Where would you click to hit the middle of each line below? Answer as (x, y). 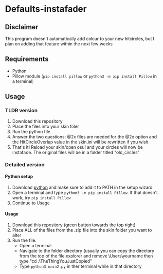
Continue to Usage (31, 203)
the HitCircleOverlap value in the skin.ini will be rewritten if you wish (80, 142)
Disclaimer (22, 27)
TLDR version (21, 111)
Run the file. (24, 240)
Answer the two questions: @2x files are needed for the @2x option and (84, 137)
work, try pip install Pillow (41, 197)
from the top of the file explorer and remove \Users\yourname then (86, 256)
